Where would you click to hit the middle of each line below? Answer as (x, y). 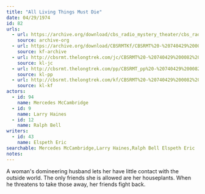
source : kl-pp (35, 74)
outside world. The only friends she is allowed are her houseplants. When (99, 178)
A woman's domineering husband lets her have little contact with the (92, 171)
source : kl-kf (35, 86)
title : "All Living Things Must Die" (54, 12)
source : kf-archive (42, 52)
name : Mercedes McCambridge (53, 102)
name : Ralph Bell (39, 126)
